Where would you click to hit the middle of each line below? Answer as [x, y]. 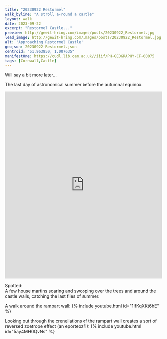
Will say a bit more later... [31, 75]
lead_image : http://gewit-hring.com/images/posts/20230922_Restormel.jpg [83, 38]
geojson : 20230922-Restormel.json [41, 47]
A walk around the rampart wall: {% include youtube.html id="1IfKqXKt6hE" [82, 306]
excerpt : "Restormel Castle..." [39, 28]
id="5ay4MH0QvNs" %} [30, 332]
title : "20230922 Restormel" [35, 10]
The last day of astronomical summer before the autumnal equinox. [74, 85]
